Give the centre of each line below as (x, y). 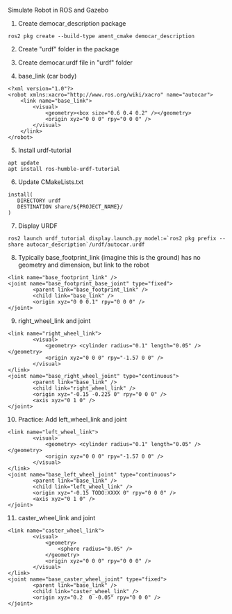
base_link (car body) (47, 76)
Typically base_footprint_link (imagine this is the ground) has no (109, 257)
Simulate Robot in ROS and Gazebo (58, 10)
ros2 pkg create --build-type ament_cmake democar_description (101, 36)
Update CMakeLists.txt (51, 182)
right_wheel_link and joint (54, 321)
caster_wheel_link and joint (57, 518)
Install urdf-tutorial (44, 150)
